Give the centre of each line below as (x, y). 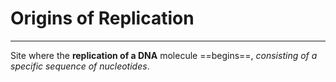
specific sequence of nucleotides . (80, 66)
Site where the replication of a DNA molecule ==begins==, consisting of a (164, 55)
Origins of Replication (102, 18)
